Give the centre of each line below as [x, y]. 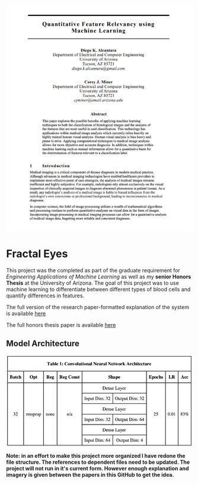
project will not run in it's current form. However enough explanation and [98, 468]
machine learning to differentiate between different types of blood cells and [98, 289]
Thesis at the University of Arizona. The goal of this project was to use [92, 283]
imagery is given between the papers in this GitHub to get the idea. [90, 474]
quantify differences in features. [45, 296]
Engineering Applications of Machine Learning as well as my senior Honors [99, 276]
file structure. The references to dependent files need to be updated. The [98, 462]
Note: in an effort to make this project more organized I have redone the [96, 455]
